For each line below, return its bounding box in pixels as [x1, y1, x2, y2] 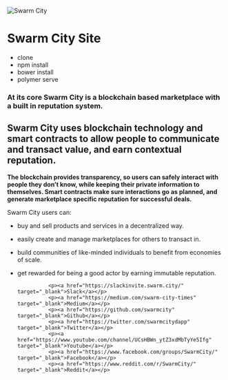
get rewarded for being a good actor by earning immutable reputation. [17, 268, 216, 277]
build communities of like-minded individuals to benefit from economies [17, 248, 222, 256]
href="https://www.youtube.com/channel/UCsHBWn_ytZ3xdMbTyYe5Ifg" [17, 336, 212, 344]
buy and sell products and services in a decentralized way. [17, 221, 185, 230]
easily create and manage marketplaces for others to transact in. [17, 235, 201, 243]
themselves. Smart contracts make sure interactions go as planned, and [7, 187, 218, 196]
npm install [17, 61, 49, 69]
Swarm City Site [7, 31, 101, 46]
